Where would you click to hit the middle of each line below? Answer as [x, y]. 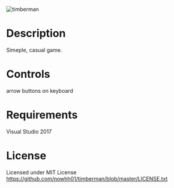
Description [36, 34]
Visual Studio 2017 [29, 131]
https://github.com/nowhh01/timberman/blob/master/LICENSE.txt [87, 178]
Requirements [42, 115]
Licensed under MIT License [41, 172]
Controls [28, 74]
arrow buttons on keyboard [40, 90]
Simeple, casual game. [34, 50]
